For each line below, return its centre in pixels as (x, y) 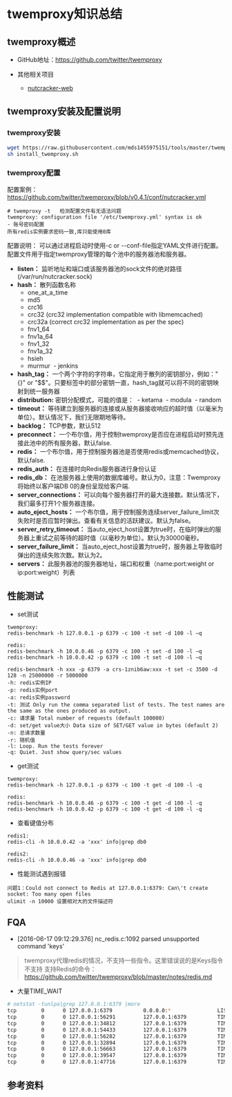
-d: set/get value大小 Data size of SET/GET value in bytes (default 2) (113, 725)
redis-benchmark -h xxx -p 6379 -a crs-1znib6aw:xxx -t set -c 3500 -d (112, 669)
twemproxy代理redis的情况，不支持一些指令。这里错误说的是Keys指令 (123, 960)
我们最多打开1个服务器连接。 (58, 503)
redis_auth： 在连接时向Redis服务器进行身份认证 (87, 468)
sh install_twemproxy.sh (43, 154)
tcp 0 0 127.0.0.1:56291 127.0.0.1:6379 (97, 1017)
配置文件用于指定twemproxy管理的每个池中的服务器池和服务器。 (99, 254)
